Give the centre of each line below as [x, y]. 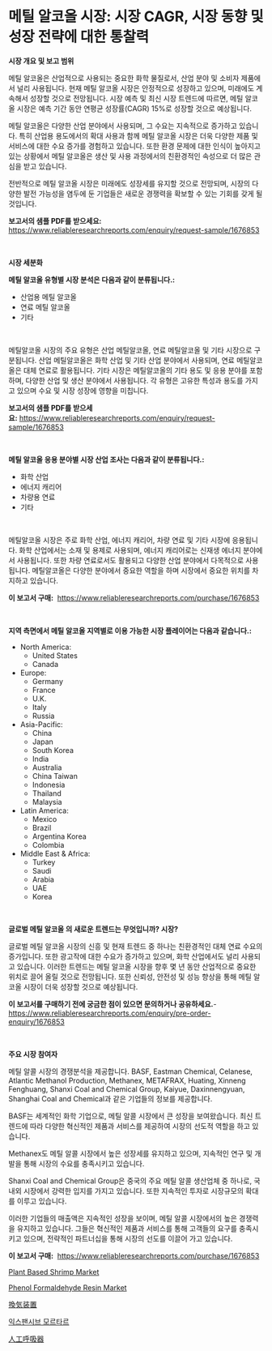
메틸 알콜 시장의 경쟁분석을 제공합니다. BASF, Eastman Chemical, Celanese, [131, 1071]
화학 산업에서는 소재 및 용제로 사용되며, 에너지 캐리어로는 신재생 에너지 [130, 550]
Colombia [48, 844]
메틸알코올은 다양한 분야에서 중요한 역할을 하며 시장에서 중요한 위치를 [141, 570]
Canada [45, 664]
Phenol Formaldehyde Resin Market [68, 1287]
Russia [43, 716]
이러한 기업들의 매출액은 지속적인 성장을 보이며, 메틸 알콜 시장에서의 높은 [123, 1218]
